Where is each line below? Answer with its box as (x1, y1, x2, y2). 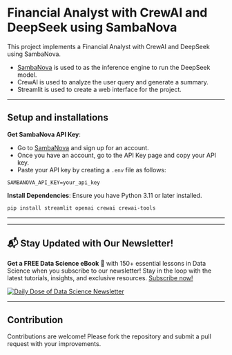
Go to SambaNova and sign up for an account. (17, 143, 150, 152)
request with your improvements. (7, 340, 101, 348)
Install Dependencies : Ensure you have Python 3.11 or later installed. (7, 191, 202, 199)
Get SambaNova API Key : (7, 130, 81, 138)
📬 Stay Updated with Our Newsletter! (7, 237, 174, 250)
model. (17, 71, 37, 79)
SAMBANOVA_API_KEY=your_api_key (7, 179, 100, 186)
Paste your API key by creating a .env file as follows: (17, 165, 167, 174)
